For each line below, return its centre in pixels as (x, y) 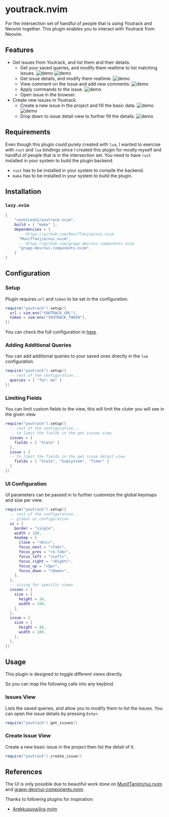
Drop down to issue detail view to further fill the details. (77, 116)
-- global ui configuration (39, 519)
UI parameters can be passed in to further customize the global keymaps (81, 495)
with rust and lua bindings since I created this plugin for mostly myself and (83, 150)
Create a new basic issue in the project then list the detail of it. (70, 747)
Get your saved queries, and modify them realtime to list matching (89, 67)
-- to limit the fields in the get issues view (61, 433)
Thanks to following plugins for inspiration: (49, 799)
